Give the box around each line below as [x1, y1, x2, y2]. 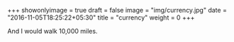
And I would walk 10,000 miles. [7, 27, 98, 35]
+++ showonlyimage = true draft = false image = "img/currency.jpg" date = [7, 6, 227, 14]
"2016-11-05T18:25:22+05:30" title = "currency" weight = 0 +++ [7, 13, 195, 22]
